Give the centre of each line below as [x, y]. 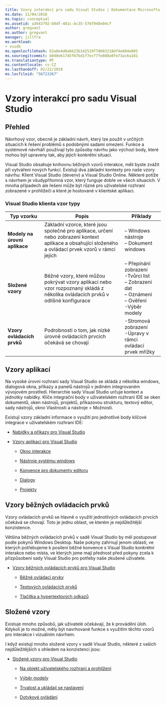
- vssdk [13, 46]
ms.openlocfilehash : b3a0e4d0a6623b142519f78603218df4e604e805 [72, 51]
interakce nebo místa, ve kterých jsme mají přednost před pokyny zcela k [80, 553]
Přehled [17, 127]
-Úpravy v [137, 333]
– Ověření [135, 301]
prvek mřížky [140, 352]
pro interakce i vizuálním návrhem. [40, 634]
